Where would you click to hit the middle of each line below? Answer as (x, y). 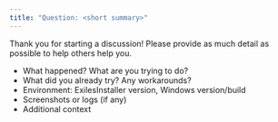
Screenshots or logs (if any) (74, 99)
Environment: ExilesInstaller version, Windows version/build (134, 89)
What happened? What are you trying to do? (105, 70)
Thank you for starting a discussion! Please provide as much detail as (139, 43)
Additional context (57, 108)
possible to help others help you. (70, 53)
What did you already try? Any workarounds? (107, 80)
